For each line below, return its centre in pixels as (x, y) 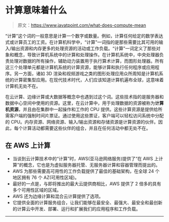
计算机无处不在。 (23, 86)
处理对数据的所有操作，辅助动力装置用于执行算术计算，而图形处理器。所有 (87, 61)
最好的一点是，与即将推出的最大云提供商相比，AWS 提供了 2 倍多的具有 (87, 183)
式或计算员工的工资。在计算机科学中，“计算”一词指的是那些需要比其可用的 (82, 42)
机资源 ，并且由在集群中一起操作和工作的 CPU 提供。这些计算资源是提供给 (82, 109)
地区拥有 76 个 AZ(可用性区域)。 (46, 177)
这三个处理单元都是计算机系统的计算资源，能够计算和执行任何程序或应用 (80, 67)
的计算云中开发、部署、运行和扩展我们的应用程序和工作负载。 (76, 208)
